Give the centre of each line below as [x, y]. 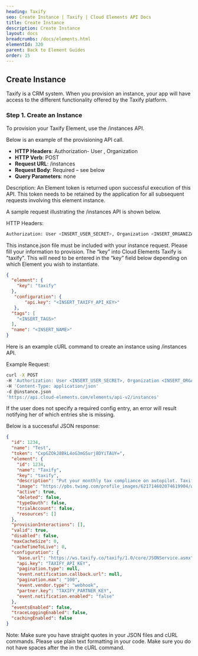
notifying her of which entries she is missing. [60, 415]
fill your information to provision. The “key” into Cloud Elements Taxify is [94, 251]
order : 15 [18, 56]
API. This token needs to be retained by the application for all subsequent [95, 194]
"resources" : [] [37, 514]
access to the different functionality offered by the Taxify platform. [87, 100]
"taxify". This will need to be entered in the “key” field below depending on [97, 258]
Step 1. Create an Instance [44, 115]
